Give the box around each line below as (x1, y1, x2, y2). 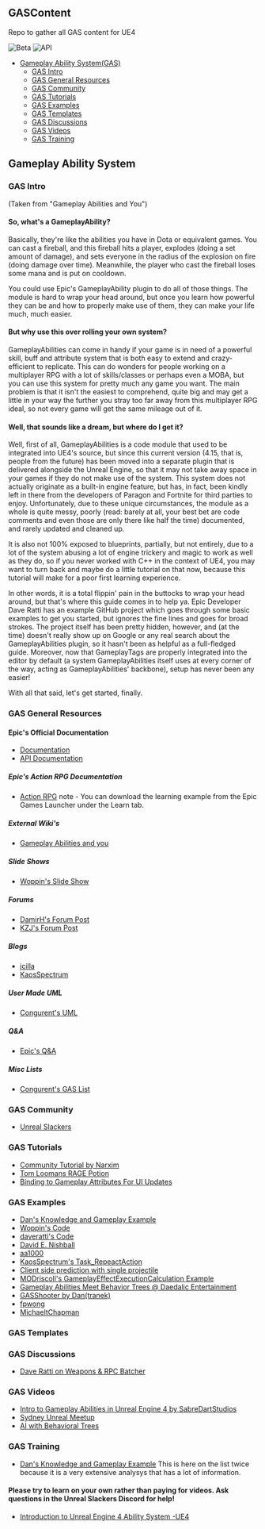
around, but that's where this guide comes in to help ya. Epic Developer (8, 597, 241, 606)
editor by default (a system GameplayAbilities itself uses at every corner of (8, 656, 252, 666)
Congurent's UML (19, 1008, 78, 1018)
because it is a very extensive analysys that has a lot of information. (19, 1467, 241, 1477)
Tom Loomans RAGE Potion (19, 1168, 109, 1177)
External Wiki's (8, 818, 60, 828)
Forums (8, 894, 34, 904)
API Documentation (19, 754, 83, 763)
